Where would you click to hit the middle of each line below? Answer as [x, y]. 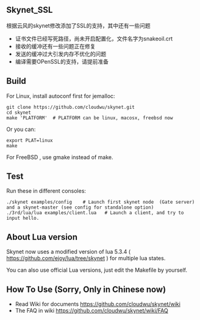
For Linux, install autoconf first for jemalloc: [61, 96]
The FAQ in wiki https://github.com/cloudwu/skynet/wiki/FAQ [92, 311]
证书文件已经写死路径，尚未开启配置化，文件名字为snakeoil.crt [94, 39]
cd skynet [19, 113]
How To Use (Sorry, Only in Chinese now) [86, 289]
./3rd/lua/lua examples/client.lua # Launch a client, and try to [95, 213]
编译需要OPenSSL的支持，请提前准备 [62, 61]
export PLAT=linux [30, 140]
